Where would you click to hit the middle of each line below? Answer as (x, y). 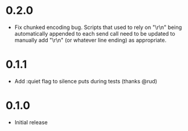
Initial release (31, 122)
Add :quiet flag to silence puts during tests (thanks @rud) (86, 81)
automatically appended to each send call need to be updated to (95, 33)
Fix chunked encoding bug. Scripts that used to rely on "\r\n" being (98, 27)
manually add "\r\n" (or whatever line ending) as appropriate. (90, 40)
